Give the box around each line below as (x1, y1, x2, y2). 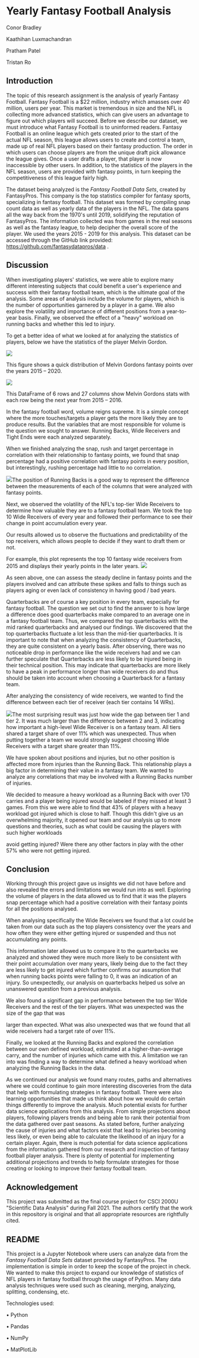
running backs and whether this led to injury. (6, 320, 116, 328)
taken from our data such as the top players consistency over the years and (6, 923, 191, 930)
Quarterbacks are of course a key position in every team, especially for (6, 598, 180, 605)
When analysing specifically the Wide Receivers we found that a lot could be (6, 917, 194, 924)
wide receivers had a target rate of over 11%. (6, 1027, 116, 1035)
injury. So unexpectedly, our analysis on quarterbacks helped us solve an (6, 979, 185, 986)
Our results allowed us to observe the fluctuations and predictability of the (6, 531, 188, 538)
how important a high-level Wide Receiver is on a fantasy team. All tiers (6, 723, 181, 730)
